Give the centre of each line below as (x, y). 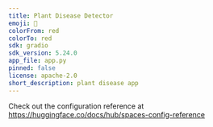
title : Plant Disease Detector (61, 16)
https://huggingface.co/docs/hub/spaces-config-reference (107, 114)
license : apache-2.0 (43, 76)
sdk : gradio (28, 46)
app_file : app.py (38, 61)
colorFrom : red (34, 31)
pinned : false (32, 68)
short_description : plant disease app (73, 83)
